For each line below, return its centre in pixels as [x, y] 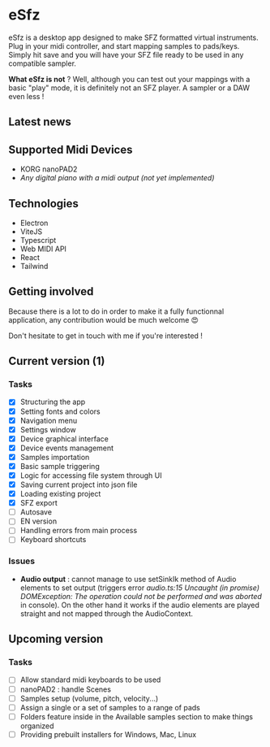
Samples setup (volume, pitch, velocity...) [89, 698]
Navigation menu [49, 420]
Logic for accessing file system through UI [91, 475]
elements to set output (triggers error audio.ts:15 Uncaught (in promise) [140, 588]
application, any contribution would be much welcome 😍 [103, 319]
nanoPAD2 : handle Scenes [66, 689]
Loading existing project [60, 494]
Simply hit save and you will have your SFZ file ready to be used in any [126, 54]
